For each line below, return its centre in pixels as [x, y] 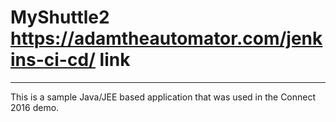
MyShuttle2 [60, 17]
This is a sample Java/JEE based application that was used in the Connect [163, 97]
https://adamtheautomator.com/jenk [166, 38]
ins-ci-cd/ [53, 60]
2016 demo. [35, 107]
